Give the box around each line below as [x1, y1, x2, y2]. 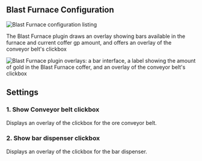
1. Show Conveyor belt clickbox [6, 106, 100, 114]
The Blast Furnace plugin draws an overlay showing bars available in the [6, 33, 185, 40]
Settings [6, 87, 39, 98]
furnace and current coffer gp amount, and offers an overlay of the [6, 39, 172, 46]
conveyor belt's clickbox [6, 45, 67, 52]
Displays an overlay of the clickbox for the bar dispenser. [6, 148, 147, 155]
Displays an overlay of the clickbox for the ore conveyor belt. [6, 119, 158, 126]
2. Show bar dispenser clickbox [6, 134, 100, 142]
